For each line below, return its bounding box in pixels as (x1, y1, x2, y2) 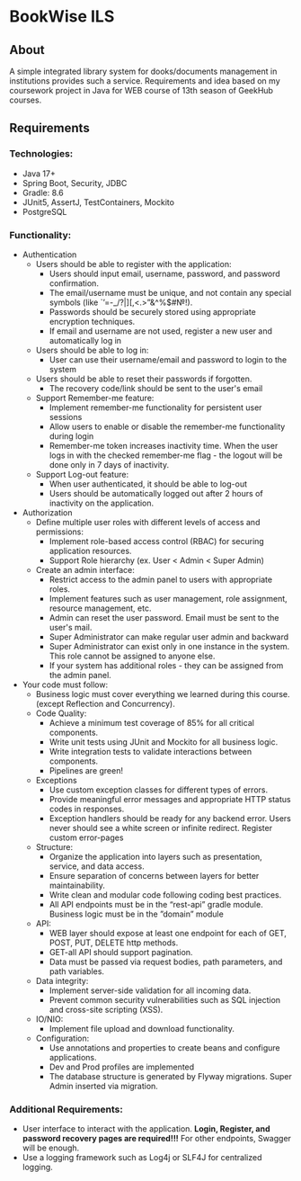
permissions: (35, 526, 84, 537)
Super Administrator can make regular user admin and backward (49, 631, 289, 642)
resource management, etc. (49, 603, 152, 613)
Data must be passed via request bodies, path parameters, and (49, 956, 283, 967)
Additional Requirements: (9, 1103, 123, 1115)
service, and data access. (49, 861, 146, 872)
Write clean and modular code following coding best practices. (49, 889, 282, 900)
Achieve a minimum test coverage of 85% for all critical (49, 717, 254, 728)
